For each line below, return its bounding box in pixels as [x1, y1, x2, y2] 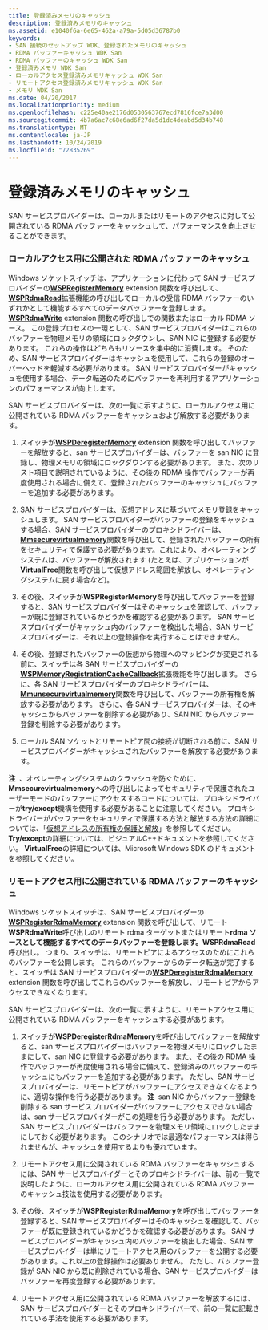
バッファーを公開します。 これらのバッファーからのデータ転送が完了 [14, 957, 242, 967]
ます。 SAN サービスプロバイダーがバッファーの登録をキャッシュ [41, 514, 255, 524]
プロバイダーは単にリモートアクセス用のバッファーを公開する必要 [41, 1246, 258, 1255]
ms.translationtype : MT [8, 124, 88, 132]
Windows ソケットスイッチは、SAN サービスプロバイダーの [8, 907, 205, 917]
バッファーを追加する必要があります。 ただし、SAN [62, 1072, 233, 1081]
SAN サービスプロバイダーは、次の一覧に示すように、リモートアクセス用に [8, 1004, 256, 1014]
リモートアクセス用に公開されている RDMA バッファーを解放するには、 [19, 1293, 254, 1303]
